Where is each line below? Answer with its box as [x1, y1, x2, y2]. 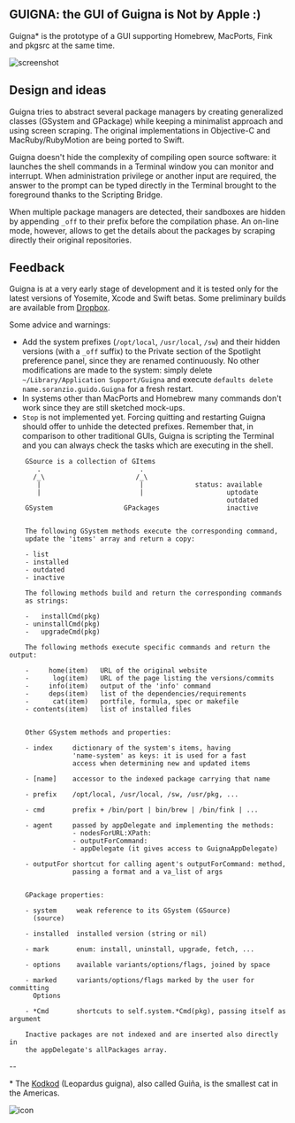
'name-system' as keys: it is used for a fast [72, 751, 247, 760]
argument [9, 1015, 42, 1024]
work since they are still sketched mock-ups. [21, 403, 185, 413]
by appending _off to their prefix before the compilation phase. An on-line [9, 216, 280, 227]
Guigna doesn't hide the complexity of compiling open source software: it [9, 151, 276, 162]
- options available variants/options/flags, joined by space [25, 960, 271, 970]
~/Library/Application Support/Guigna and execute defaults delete [21, 374, 274, 385]
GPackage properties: [25, 891, 104, 900]
